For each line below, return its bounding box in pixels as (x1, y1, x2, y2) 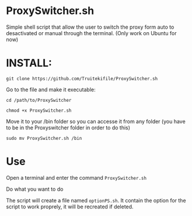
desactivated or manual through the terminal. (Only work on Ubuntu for (6, 29, 177, 36)
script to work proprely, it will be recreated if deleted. (6, 203, 134, 210)
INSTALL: (6, 57, 53, 70)
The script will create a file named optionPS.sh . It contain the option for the (6, 197, 186, 204)
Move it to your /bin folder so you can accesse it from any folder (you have (6, 118, 186, 125)
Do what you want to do (6, 186, 64, 193)
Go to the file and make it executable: (6, 86, 96, 93)
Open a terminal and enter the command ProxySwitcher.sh (6, 174, 147, 181)
